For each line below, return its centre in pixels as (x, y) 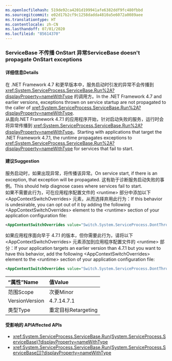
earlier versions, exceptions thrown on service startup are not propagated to (86, 102)
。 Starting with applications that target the (117, 132)
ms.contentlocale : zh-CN (32, 24)
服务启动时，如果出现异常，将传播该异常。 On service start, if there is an (81, 173)
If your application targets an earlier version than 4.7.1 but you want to (88, 248)
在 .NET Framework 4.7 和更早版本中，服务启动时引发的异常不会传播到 (80, 84)
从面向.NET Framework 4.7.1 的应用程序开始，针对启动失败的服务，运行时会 (84, 119)
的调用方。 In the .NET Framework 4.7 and (118, 97)
